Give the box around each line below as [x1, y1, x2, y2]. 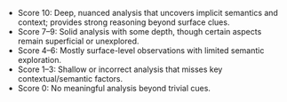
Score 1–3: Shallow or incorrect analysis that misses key [17, 64, 223, 75]
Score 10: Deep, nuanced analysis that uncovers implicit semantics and [17, 8, 278, 18]
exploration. [17, 55, 62, 65]
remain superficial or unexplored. [17, 35, 140, 46]
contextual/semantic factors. [17, 74, 124, 83]
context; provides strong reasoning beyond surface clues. [17, 17, 230, 27]
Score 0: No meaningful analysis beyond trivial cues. [17, 83, 211, 93]
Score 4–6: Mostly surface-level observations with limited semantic [17, 45, 265, 56]
